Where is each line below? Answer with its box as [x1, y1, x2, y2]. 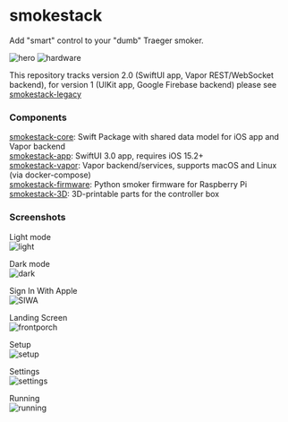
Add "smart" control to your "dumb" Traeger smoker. [9, 35, 204, 46]
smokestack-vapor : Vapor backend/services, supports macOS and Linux [9, 160, 277, 171]
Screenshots [9, 211, 66, 224]
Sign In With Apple [9, 285, 78, 296]
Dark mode [9, 258, 51, 269]
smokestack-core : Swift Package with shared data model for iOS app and [9, 132, 280, 142]
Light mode [9, 231, 52, 242]
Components [9, 111, 67, 124]
